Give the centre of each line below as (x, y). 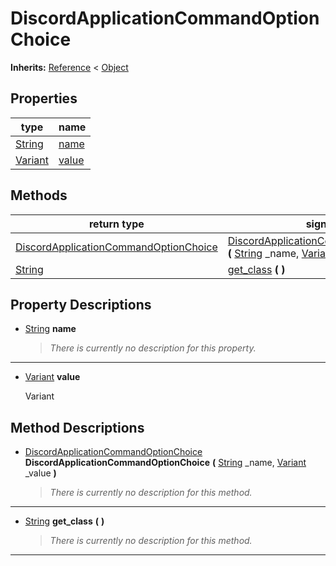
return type (116, 224)
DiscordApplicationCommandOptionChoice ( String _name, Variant (165, 463)
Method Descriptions (77, 427)
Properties (44, 98)
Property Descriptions (81, 304)
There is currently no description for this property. (153, 348)
